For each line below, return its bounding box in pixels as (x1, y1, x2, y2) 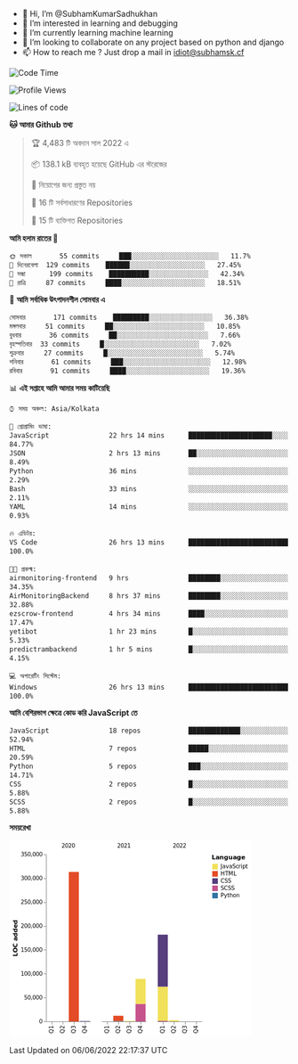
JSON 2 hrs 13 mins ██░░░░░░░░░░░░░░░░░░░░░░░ (9, 449, 289, 458)
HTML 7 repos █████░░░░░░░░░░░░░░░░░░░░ (9, 744, 289, 753)
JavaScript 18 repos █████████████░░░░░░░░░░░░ (9, 726, 289, 735)
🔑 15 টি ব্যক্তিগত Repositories (30, 215, 123, 225)
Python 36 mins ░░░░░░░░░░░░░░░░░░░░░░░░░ (9, 467, 289, 476)
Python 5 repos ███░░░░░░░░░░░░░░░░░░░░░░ (9, 762, 289, 771)
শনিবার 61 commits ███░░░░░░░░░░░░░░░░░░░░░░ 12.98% (9, 357, 247, 366)
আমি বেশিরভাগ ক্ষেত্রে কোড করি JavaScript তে (9, 708, 138, 717)
